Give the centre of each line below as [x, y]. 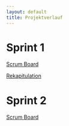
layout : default [26, 12]
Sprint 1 [25, 48]
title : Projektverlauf [34, 18]
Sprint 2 [26, 100]
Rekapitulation [24, 76]
